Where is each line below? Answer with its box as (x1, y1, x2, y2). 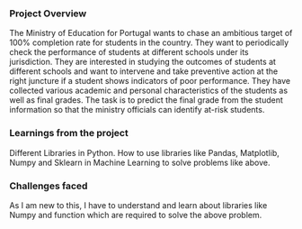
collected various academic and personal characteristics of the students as (9, 85, 289, 96)
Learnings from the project (9, 127, 129, 140)
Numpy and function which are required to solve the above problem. (9, 209, 262, 220)
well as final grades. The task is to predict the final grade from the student (9, 95, 283, 105)
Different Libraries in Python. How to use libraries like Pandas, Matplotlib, (9, 147, 280, 158)
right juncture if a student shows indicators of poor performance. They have (9, 76, 291, 87)
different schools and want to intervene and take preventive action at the (9, 66, 279, 77)
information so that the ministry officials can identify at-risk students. (9, 105, 265, 115)
